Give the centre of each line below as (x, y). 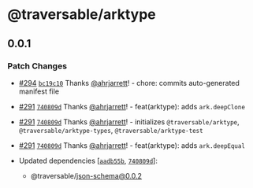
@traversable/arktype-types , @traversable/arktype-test (111, 130)
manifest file (39, 91)
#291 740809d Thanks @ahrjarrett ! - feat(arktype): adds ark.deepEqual (132, 145)
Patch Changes (37, 66)
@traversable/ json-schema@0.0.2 (86, 175)
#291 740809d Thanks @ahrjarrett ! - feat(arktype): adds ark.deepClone (132, 106)
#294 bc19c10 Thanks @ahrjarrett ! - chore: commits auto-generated (129, 83)
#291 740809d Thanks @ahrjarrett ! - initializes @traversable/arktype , (129, 122)
